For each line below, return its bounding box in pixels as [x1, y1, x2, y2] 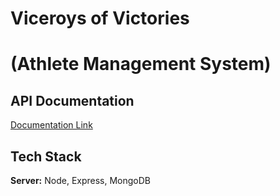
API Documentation [10, 92, 135, 109]
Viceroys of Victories [10, 7, 190, 30]
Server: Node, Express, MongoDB [10, 175, 152, 186]
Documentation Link [10, 119, 93, 131]
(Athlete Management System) [10, 53, 272, 76]
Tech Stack [10, 148, 82, 165]
